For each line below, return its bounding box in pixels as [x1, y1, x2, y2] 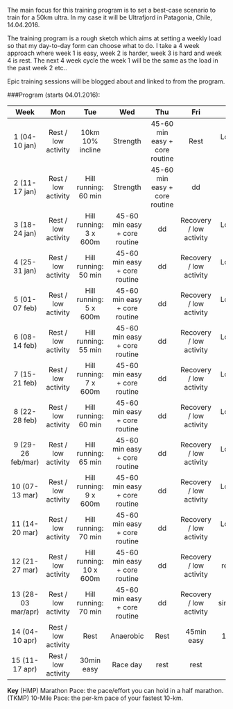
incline [79, 145, 101, 154]
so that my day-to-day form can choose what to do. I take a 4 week [7, 42, 200, 49]
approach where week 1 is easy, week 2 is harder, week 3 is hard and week [7, 49, 222, 57]
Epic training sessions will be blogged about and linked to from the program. [7, 77, 225, 86]
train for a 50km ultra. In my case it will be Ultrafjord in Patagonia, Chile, [7, 13, 213, 22]
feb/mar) [10, 457, 40, 467]
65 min [78, 457, 102, 467]
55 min [78, 345, 102, 354]
